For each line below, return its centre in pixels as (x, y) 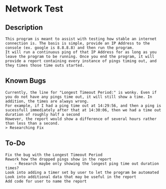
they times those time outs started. (45, 66)
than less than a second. (32, 123)
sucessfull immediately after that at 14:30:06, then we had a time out (83, 110)
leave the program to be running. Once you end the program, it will (80, 56)
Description (24, 27)
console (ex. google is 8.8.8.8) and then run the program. (70, 48)
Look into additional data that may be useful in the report (71, 177)
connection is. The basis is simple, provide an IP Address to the (78, 43)
